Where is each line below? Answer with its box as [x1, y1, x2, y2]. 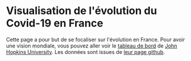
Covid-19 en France [6, 16, 103, 30]
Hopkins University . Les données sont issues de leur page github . [6, 48, 165, 55]
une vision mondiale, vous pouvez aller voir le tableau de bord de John [6, 42, 177, 49]
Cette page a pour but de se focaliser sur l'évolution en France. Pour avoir [6, 36, 185, 43]
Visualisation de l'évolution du [6, 4, 158, 18]
